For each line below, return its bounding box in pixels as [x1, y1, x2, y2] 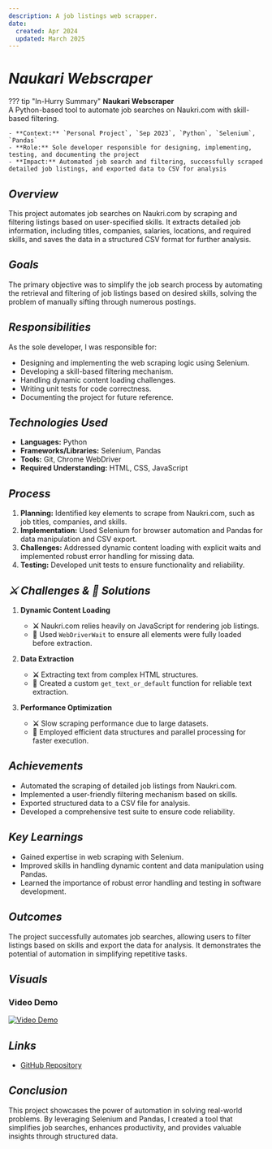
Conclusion [8, 1084, 68, 1098]
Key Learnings [8, 830, 84, 844]
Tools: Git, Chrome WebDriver [19, 454, 122, 464]
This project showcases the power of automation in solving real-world [8, 1105, 243, 1115]
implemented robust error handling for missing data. [19, 552, 195, 561]
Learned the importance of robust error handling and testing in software [19, 878, 261, 887]
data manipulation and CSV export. [19, 534, 138, 544]
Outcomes [8, 910, 63, 924]
